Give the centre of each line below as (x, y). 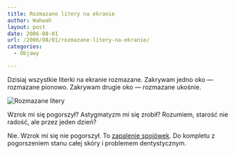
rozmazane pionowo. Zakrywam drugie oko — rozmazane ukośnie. (104, 87)
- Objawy (26, 54)
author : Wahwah (30, 20)
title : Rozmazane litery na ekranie (61, 14)
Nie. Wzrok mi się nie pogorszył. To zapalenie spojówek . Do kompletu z (111, 136)
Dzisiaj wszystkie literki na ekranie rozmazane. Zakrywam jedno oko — (110, 79)
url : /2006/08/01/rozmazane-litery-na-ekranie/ (79, 40)
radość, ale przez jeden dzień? (52, 122)
